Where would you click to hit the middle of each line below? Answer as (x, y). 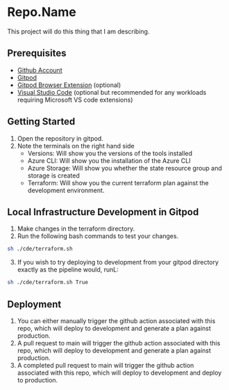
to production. (37, 380)
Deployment (34, 304)
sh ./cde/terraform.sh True (48, 283)
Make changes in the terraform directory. (76, 229)
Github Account (40, 70)
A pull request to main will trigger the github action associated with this (119, 343)
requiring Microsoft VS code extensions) (75, 100)
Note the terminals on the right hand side (76, 146)
